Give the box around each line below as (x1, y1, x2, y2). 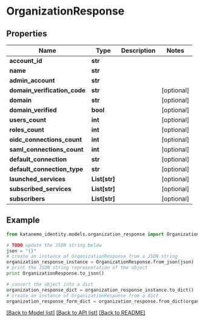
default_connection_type (9, 165, 84, 173)
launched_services (9, 175, 66, 183)
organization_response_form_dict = (6, 298, 97, 304)
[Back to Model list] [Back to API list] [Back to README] (6, 309, 146, 317)
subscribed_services (9, 185, 72, 193)
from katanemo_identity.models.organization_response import (6, 231, 165, 237)
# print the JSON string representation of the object (6, 265, 148, 271)
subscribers (9, 195, 46, 203)
